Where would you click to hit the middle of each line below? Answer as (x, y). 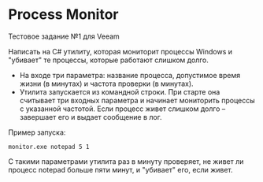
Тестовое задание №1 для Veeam (64, 36)
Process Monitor (64, 15)
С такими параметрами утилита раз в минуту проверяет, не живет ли (126, 161)
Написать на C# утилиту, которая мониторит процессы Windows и (120, 51)
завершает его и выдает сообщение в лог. (91, 117)
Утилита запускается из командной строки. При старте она (120, 91)
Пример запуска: (37, 132)
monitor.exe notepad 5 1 (49, 147)
